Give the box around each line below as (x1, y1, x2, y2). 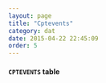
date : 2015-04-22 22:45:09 (8, 34, 99, 43)
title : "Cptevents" (8, 19, 74, 27)
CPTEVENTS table (8, 66, 60, 77)
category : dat (8, 27, 56, 35)
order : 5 (8, 42, 38, 50)
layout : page (8, 11, 52, 20)
